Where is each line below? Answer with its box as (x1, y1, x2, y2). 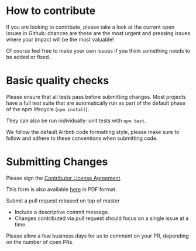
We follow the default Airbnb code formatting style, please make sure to (6, 128, 180, 135)
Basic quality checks (6, 74, 109, 87)
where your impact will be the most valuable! (6, 36, 114, 43)
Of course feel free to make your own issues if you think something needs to (6, 47, 191, 54)
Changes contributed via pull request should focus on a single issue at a (14, 215, 189, 222)
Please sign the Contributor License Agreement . (6, 174, 122, 181)
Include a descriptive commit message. (14, 208, 109, 215)
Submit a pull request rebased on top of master (6, 197, 120, 204)
